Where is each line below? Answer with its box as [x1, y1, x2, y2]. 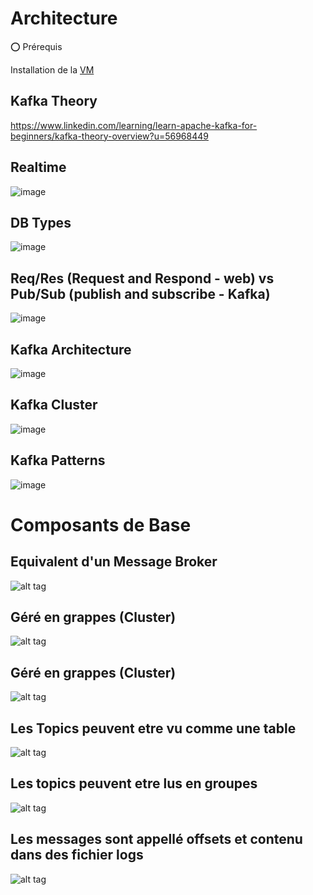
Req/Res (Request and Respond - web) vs [10, 270, 275, 287]
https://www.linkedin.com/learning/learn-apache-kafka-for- [10, 119, 258, 131]
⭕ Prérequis [10, 40, 63, 52]
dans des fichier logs [10, 847, 144, 864]
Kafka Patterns [10, 452, 106, 469]
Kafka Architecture [10, 341, 132, 358]
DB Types [10, 214, 72, 231]
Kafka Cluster [10, 397, 98, 414]
